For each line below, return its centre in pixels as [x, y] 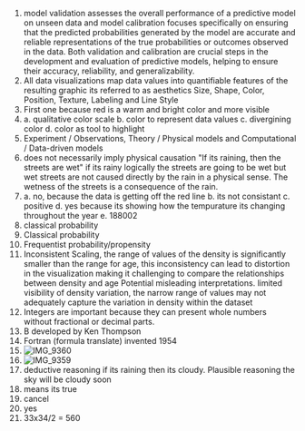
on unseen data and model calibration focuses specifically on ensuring [156, 23]
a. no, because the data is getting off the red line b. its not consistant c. [157, 196]
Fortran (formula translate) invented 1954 [100, 341]
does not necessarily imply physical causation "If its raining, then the [152, 157]
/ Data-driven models [63, 148]
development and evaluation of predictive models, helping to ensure [151, 61]
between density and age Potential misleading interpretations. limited [152, 283]
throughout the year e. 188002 [80, 215]
